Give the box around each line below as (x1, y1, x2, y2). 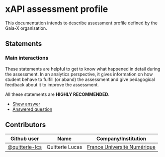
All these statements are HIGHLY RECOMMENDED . (5, 91, 110, 97)
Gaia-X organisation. (5, 25, 47, 31)
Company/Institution (96, 135, 147, 142)
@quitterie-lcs (7, 144, 42, 151)
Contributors (5, 121, 46, 129)
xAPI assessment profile (5, 3, 108, 15)
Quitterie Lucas (46, 144, 82, 151)
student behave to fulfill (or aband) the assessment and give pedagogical (5, 76, 155, 82)
